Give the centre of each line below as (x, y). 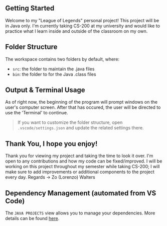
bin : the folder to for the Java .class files (54, 74)
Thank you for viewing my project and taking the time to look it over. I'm (79, 156)
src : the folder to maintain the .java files (53, 69)
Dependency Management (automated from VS (81, 193)
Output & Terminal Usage (45, 90)
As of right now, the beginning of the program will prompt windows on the (81, 102)
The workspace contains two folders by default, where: (62, 59)
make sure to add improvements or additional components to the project (80, 172)
